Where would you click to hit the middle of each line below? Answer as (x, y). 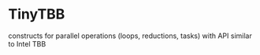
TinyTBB (37, 14)
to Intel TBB (27, 43)
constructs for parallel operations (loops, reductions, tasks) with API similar (130, 36)
